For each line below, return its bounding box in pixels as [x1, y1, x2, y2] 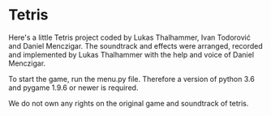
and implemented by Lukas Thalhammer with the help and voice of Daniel [8, 49, 254, 59]
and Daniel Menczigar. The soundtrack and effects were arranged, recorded [8, 41, 264, 50]
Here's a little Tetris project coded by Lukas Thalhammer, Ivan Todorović [8, 32, 252, 42]
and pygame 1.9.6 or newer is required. [8, 83, 139, 92]
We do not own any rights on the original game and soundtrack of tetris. [8, 98, 249, 108]
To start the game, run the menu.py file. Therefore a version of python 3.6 [8, 74, 256, 84]
